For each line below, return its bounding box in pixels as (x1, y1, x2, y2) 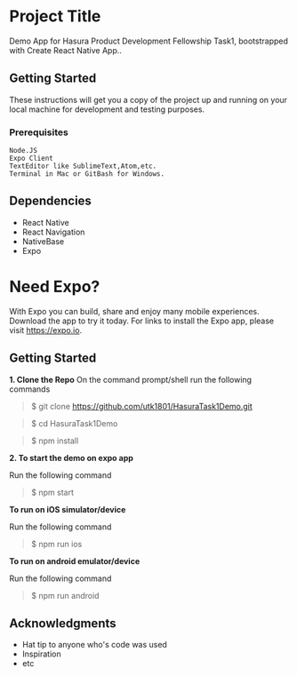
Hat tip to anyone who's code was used (21, 640, 167, 650)
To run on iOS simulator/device (9, 504, 126, 514)
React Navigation (21, 227, 85, 237)
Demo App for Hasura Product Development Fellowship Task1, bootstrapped (9, 36, 289, 46)
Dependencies (9, 194, 92, 209)
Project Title (9, 6, 101, 27)
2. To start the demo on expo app (9, 452, 133, 463)
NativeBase (21, 235, 65, 246)
